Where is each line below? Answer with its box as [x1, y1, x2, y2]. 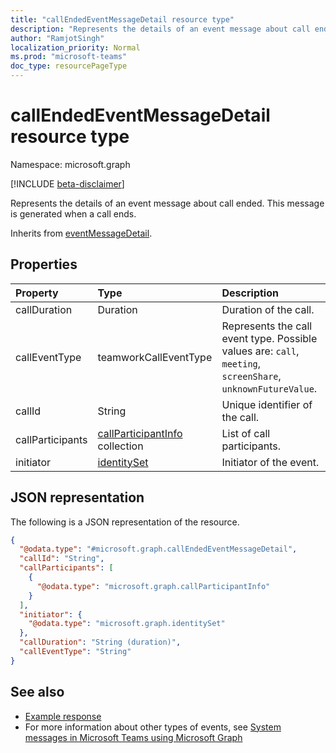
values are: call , [221, 344, 300, 358]
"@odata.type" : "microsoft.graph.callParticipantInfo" [36, 581, 271, 591]
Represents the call [221, 319, 313, 333]
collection [97, 439, 144, 453]
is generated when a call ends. [10, 207, 137, 220]
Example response [24, 710, 102, 722]
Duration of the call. [221, 302, 315, 316]
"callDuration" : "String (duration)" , [19, 637, 182, 648]
